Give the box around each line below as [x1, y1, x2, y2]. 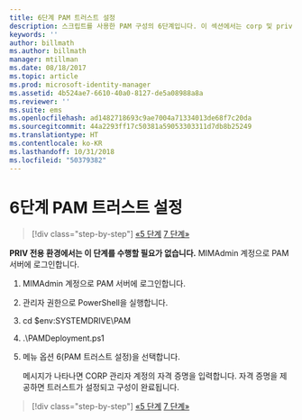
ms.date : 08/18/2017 [9, 64, 87, 73]
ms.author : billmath [9, 47, 87, 56]
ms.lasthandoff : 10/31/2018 [9, 147, 115, 156]
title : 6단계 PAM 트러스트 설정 [9, 13, 115, 23]
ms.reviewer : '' [9, 96, 70, 106]
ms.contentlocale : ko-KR [9, 139, 103, 148]
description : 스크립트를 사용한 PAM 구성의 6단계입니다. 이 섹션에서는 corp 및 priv [9, 22, 293, 31]
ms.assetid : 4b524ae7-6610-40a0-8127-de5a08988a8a [9, 88, 204, 97]
